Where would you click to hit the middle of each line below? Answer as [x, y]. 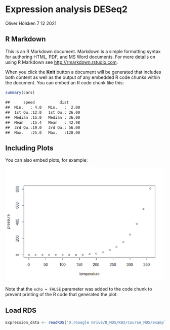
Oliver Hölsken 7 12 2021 [31, 23]
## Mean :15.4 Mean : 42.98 [43, 122]
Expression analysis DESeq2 [67, 9]
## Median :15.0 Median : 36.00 [43, 117]
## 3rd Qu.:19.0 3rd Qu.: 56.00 [43, 127]
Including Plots [29, 148]
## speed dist [37, 102]
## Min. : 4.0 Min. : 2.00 [43, 107]
